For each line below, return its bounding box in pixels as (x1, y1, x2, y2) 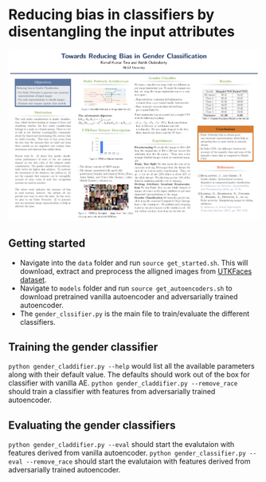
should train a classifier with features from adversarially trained (8, 387, 216, 397)
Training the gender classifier (8, 341, 158, 354)
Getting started (8, 237, 86, 251)
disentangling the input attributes (8, 22, 235, 41)
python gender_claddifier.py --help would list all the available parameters (8, 361, 255, 371)
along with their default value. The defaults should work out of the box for (8, 369, 251, 380)
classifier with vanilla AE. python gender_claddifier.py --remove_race (8, 378, 238, 388)
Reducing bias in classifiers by (8, 6, 215, 24)
